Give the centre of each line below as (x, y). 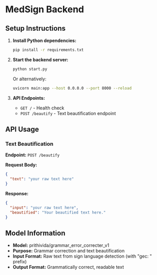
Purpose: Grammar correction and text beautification (69, 251)
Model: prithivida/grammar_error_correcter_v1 (61, 245)
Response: (17, 193)
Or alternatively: (30, 79)
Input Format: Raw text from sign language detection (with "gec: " (82, 256)
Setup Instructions (35, 28)
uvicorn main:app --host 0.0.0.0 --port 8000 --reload (72, 88)
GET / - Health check (42, 108)
